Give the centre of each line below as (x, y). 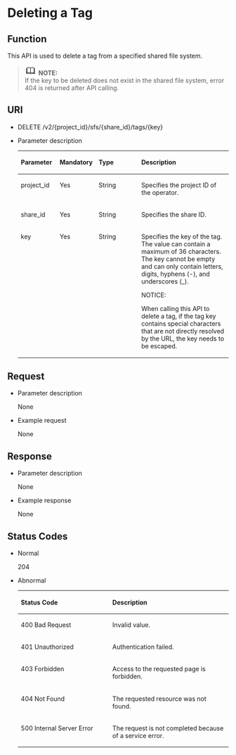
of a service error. (138, 735)
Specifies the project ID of (179, 185)
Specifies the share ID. (174, 214)
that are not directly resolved (183, 331)
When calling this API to (176, 309)
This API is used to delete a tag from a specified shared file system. (105, 56)
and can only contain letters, (182, 267)
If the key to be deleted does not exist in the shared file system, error (124, 80)
